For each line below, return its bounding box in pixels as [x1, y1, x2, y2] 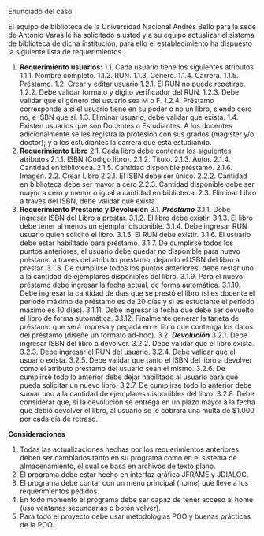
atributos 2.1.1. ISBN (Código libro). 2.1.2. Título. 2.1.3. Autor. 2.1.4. [19, 154, 231, 164]
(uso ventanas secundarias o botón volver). [19, 504, 162, 512]
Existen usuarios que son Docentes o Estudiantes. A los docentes [19, 121, 232, 130]
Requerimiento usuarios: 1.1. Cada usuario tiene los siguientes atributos [19, 62, 255, 72]
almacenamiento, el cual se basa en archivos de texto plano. [19, 461, 216, 471]
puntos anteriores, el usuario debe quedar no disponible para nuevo [19, 247, 240, 255]
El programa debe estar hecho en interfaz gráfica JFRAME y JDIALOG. [19, 470, 249, 479]
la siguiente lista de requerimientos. [8, 47, 124, 56]
